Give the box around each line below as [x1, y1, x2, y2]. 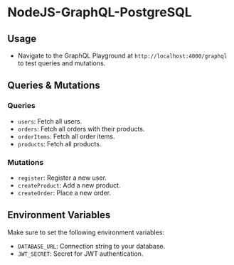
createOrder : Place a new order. [17, 188, 112, 197]
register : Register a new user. [17, 173, 107, 182]
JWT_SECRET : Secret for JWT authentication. [17, 249, 144, 258]
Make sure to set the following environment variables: [7, 228, 165, 237]
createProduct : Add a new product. [17, 180, 121, 189]
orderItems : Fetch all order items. [17, 132, 115, 141]
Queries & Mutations [7, 80, 101, 92]
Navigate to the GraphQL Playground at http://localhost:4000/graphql [17, 51, 228, 60]
